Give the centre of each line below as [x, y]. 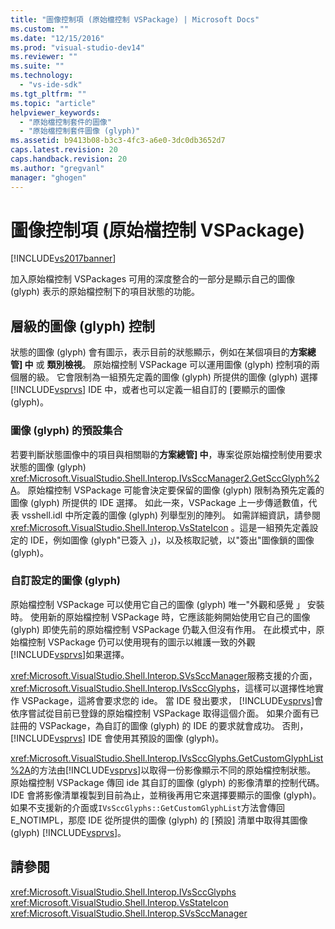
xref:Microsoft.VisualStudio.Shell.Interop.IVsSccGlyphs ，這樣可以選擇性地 [162, 688]
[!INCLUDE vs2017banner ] [63, 258]
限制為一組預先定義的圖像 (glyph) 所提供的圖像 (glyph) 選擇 [195, 377]
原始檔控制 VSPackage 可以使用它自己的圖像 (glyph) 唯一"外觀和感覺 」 [157, 604]
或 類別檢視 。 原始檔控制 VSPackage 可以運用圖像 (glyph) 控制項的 [173, 365]
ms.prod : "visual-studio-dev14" [77, 47]
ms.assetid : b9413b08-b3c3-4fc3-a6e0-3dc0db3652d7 [118, 141]
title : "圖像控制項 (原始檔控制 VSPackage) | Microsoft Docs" [135, 19]
